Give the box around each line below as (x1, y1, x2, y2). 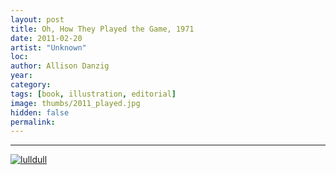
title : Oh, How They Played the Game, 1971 (10, 24, 195, 34)
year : (10, 71, 33, 81)
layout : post (10, 14, 65, 25)
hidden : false (10, 107, 70, 118)
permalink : (10, 117, 56, 127)
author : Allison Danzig (10, 61, 110, 71)
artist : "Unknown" (10, 42, 87, 53)
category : (10, 80, 52, 90)
